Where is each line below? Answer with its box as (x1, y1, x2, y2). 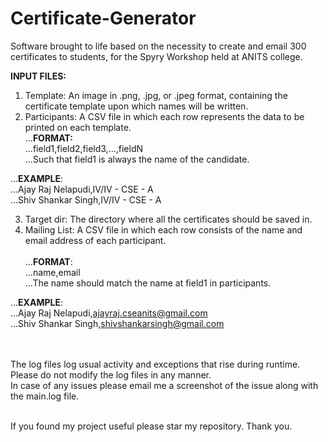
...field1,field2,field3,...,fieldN (24, 142, 144, 154)
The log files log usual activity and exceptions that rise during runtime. (10, 358, 301, 370)
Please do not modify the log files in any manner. (10, 368, 212, 381)
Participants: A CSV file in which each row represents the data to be (24, 110, 305, 122)
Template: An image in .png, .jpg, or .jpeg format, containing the (24, 89, 288, 101)
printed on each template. (24, 121, 132, 133)
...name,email (24, 266, 81, 278)
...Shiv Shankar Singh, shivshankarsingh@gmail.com (10, 317, 225, 329)
